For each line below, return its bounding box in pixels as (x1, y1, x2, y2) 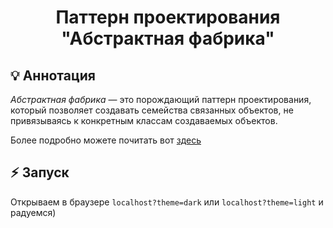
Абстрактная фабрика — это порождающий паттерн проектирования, (10, 94, 312, 105)
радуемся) (10, 206, 57, 218)
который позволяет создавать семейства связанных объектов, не (10, 104, 294, 116)
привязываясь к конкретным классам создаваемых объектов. (10, 115, 278, 126)
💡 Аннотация (10, 67, 96, 84)
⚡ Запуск (10, 164, 70, 181)
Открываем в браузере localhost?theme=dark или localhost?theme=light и (10, 196, 324, 208)
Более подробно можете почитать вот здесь (10, 134, 202, 146)
